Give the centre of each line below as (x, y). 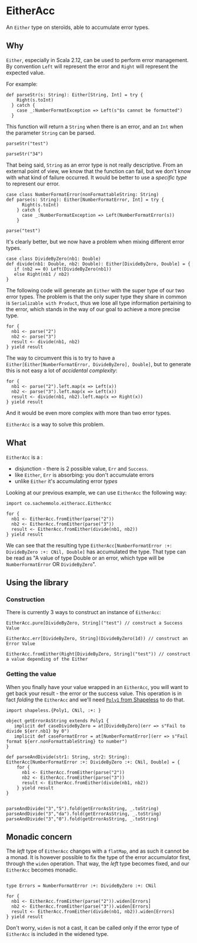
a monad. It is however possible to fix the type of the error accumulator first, (98, 857)
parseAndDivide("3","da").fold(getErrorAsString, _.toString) (84, 814)
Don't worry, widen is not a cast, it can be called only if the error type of (93, 928)
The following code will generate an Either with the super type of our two (95, 290)
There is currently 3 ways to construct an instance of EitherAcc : (84, 612)
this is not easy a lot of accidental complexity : (62, 370)
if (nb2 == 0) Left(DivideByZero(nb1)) (63, 269)
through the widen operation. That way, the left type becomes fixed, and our (98, 864)
